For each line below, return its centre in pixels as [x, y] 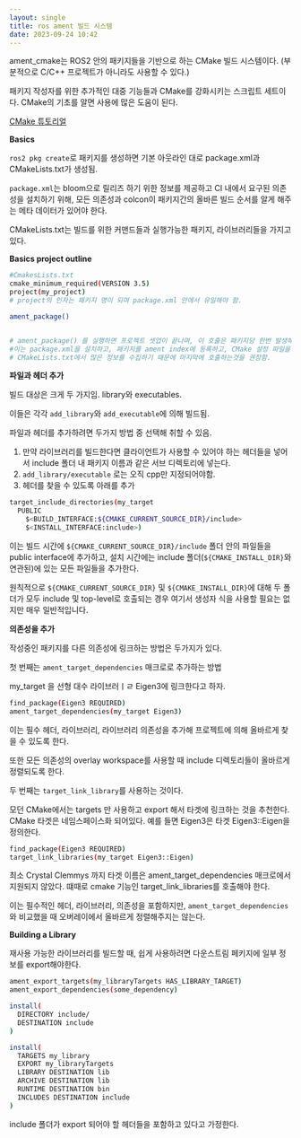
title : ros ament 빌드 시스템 [61, 26]
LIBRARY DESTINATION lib [64, 1072]
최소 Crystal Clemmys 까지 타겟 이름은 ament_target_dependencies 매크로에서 [150, 875]
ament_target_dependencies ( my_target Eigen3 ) [95, 711]
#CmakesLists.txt [42, 276]
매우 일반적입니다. [57, 609]
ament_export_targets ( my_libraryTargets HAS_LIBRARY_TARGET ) [126, 982]
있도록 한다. [49, 740]
